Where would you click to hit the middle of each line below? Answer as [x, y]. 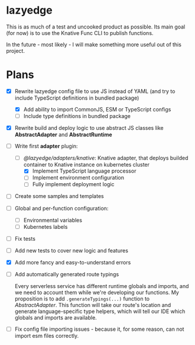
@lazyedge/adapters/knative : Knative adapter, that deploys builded [106, 158]
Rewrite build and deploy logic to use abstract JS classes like [89, 128]
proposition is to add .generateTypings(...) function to [82, 298]
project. [16, 50]
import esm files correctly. [47, 336]
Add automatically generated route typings [67, 274]
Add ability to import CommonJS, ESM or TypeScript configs [97, 109]
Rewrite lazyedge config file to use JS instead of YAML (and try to [95, 91]
